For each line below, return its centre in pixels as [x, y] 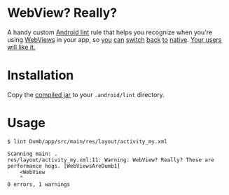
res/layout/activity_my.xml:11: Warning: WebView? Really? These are [111, 160]
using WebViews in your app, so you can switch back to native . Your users [114, 39]
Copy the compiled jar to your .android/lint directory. [86, 94]
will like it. [21, 47]
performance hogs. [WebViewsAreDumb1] [64, 166]
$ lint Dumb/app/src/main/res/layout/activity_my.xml [88, 141]
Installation [41, 75]
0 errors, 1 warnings [39, 184]
